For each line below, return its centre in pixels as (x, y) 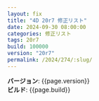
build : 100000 (28, 47)
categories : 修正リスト (39, 34)
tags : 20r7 (23, 40)
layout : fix (25, 14)
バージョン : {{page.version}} (48, 81)
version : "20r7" (31, 54)
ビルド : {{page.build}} (39, 90)
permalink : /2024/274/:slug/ (50, 60)
